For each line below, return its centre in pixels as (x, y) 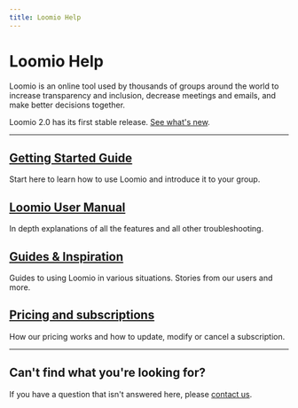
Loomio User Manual (67, 207)
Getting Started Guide (71, 157)
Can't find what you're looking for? (108, 373)
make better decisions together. (67, 105)
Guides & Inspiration (67, 257)
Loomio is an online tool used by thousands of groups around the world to (144, 86)
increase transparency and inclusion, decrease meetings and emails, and (143, 95)
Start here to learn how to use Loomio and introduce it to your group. (135, 179)
